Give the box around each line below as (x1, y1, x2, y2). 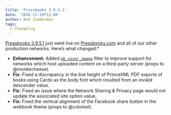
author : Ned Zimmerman (5, 17, 53, 22)
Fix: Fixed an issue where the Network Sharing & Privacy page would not (12, 88, 166, 94)
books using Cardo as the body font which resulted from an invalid (12, 77, 153, 83)
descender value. (12, 82, 49, 89)
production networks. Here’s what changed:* (5, 46, 99, 52)
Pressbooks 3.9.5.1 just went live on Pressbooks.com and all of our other (5, 40, 157, 46)
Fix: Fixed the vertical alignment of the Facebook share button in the (12, 98, 156, 104)
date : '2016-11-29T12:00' (5, 12, 60, 17)
